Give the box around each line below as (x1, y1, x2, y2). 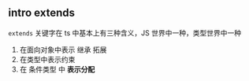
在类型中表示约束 (19, 54, 76, 64)
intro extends (8, 6, 75, 20)
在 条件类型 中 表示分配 (19, 64, 95, 74)
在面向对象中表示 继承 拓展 (19, 45, 107, 54)
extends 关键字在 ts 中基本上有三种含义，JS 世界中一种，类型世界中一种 (8, 28, 242, 38)
